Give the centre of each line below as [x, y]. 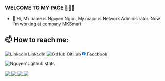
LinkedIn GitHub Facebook [68, 54]
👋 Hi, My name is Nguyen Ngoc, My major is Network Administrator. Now [86, 19]
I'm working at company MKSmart [47, 24]
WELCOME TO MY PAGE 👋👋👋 [40, 8]
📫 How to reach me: [37, 40]
